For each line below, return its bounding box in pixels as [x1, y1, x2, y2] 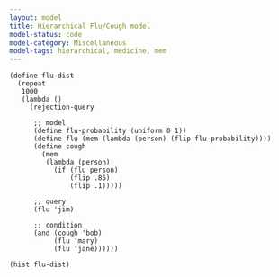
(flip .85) [69, 174, 111, 183]
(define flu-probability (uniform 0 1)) [32, 127, 187, 136]
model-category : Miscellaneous [9, 38, 127, 48]
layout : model [9, 13, 63, 22]
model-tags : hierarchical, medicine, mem [9, 47, 167, 56]
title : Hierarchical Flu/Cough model [9, 22, 151, 31]
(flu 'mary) [53, 237, 99, 246]
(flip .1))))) [69, 182, 123, 191]
